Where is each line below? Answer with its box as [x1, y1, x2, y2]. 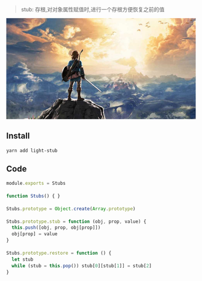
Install [6, 131, 30, 141]
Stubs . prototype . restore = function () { [6, 250, 112, 256]
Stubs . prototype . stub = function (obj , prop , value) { [6, 219, 147, 225]
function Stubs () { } [6, 193, 61, 199]
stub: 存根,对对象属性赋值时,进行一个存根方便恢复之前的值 [20, 6, 165, 13]
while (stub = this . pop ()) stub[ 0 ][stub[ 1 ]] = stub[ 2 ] [11, 262, 152, 269]
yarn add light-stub [6, 147, 58, 154]
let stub [11, 256, 34, 262]
